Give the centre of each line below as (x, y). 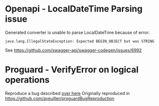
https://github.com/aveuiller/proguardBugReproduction (60, 98)
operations (27, 80)
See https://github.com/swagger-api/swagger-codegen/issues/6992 (73, 50)
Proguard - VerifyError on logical (72, 70)
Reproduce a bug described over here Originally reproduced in (67, 93)
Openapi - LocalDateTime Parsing (74, 9)
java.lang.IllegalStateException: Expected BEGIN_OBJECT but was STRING (80, 41)
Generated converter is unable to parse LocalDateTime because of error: (77, 32)
